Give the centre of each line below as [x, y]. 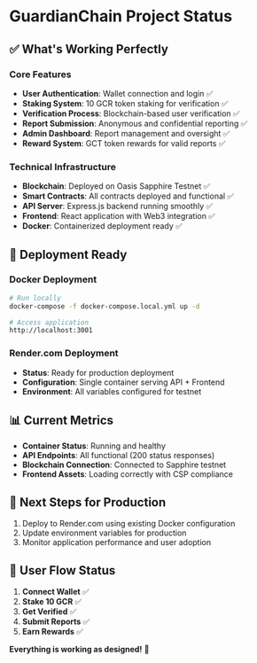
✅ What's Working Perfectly [89, 49]
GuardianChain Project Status [121, 16]
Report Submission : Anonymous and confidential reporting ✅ [135, 123]
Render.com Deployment [64, 354]
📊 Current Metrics [61, 421]
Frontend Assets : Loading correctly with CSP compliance [127, 474]
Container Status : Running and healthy [94, 446]
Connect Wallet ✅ [55, 592]
